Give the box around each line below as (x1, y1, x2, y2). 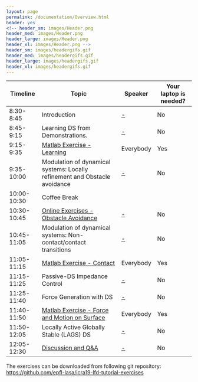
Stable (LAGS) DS (42, 331, 91, 339)
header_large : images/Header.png (6, 36, 88, 42)
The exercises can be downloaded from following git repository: (6, 363, 161, 370)
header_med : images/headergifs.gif (6, 53, 94, 58)
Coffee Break (42, 193, 78, 201)
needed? (160, 97, 186, 105)
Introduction (42, 110, 75, 119)
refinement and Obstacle (42, 172, 111, 181)
